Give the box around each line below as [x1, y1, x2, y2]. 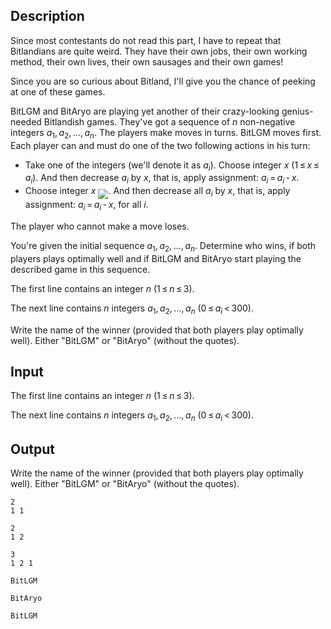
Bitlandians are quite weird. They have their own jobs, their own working [10, 45, 308, 57]
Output [10, 440, 55, 458]
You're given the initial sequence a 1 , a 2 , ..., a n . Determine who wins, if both [10, 240, 317, 254]
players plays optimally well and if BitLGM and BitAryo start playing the [10, 252, 302, 264]
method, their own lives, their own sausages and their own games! [10, 55, 284, 68]
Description [10, 8, 85, 25]
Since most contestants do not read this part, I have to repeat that [10, 34, 282, 46]
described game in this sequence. [10, 263, 151, 275]
